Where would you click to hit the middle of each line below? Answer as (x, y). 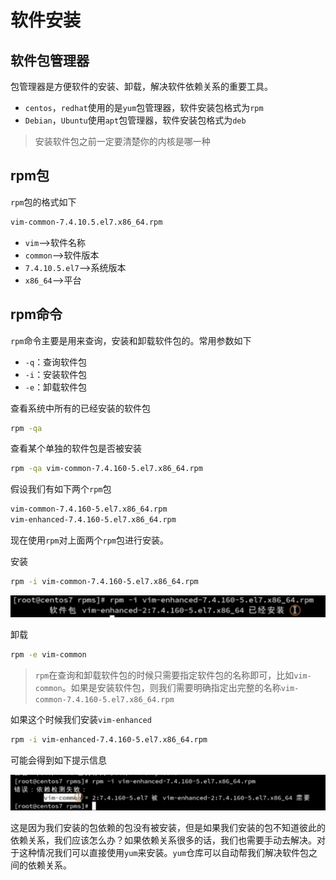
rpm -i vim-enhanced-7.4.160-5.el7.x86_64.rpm (109, 739)
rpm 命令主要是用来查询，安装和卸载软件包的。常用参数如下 (131, 340)
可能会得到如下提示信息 (58, 760)
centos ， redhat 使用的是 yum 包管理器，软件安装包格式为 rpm (144, 107)
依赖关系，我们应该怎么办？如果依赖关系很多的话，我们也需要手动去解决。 (163, 840)
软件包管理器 (50, 60)
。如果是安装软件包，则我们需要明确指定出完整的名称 (171, 687)
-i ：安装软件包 (56, 374)
